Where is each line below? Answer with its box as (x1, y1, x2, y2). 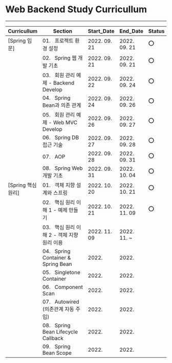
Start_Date (88, 27, 115, 34)
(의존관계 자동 (42, 305, 74, 312)
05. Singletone (42, 268, 80, 276)
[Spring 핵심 (8, 181, 37, 189)
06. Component (42, 283, 83, 290)
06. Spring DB (42, 134, 79, 141)
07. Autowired (42, 298, 79, 305)
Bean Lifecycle (42, 328, 78, 335)
